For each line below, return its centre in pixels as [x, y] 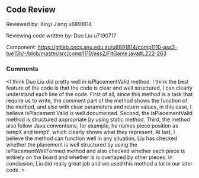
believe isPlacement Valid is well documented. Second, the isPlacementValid [99, 113]
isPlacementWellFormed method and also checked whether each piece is [96, 151]
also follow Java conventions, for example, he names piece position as [92, 126]
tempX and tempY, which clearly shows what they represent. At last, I [91, 132]
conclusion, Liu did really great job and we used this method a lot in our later [99, 164]
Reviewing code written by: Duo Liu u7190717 [61, 36]
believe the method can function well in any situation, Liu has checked [92, 138]
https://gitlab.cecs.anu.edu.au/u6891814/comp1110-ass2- [107, 47]
